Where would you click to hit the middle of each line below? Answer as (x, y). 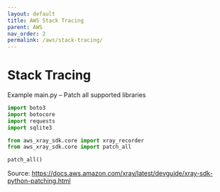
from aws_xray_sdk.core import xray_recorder (76, 140)
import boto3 (27, 108)
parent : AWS (25, 27)
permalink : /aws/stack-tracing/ (55, 40)
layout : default (31, 14)
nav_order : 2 (27, 34)
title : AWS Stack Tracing (45, 21)
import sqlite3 (30, 128)
